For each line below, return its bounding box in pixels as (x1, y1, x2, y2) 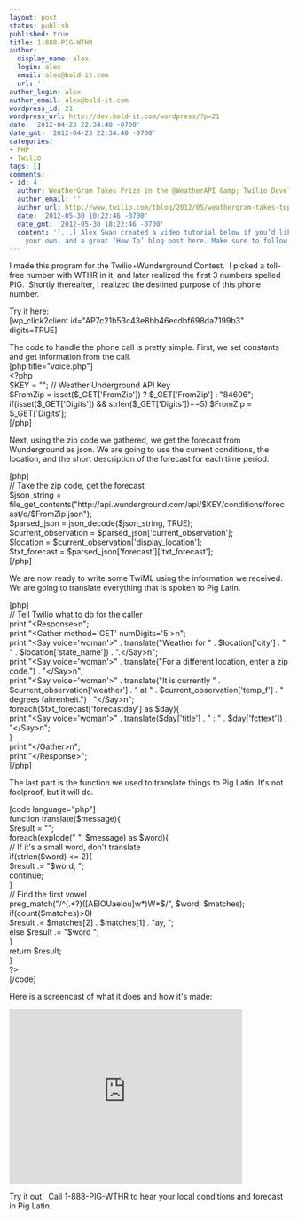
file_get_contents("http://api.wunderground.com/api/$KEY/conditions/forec (9, 499, 286, 510)
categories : (9, 137, 53, 146)
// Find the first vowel (9, 889, 87, 900)
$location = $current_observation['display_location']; (9, 537, 202, 547)
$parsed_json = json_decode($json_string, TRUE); (9, 518, 193, 529)
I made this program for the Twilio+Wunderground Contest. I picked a (9, 260, 265, 271)
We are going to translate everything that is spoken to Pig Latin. (9, 583, 241, 594)
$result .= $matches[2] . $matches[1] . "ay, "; (9, 917, 175, 929)
